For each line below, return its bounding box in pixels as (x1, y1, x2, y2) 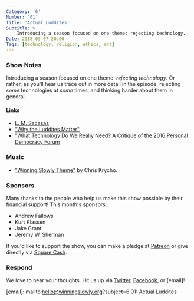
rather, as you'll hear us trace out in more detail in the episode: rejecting (6, 81, 181, 88)
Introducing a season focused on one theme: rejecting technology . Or (6, 74, 175, 81)
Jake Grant (14, 224, 42, 231)
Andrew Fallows (14, 212, 54, 219)
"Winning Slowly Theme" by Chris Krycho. (14, 166, 118, 174)
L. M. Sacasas (14, 120, 49, 127)
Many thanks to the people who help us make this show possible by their (6, 194, 183, 201)
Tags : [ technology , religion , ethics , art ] (6, 42, 115, 48)
